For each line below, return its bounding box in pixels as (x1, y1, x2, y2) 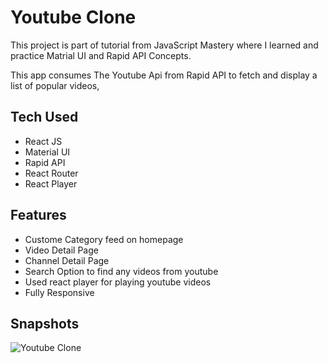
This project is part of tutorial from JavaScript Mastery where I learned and (10, 39, 319, 51)
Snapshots (10, 315, 80, 332)
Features (10, 207, 67, 224)
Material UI (24, 146, 71, 158)
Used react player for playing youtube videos (24, 276, 212, 288)
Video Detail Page (24, 244, 99, 256)
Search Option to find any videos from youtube (24, 265, 219, 277)
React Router (24, 167, 79, 179)
